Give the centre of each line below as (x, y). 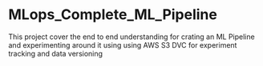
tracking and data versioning (55, 53)
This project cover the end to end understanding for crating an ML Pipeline (131, 37)
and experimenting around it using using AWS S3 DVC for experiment (123, 45)
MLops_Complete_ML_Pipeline (113, 15)
